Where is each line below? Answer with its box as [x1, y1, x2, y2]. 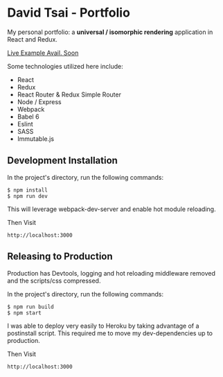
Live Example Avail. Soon [7, 49, 79, 57]
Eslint [17, 119, 33, 128]
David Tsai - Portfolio [7, 5, 130, 21]
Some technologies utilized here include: [7, 62, 123, 70]
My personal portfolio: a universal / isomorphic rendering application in [7, 28, 213, 36]
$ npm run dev [7, 192, 48, 199]
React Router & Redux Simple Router [17, 90, 121, 99]
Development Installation [7, 155, 118, 167]
